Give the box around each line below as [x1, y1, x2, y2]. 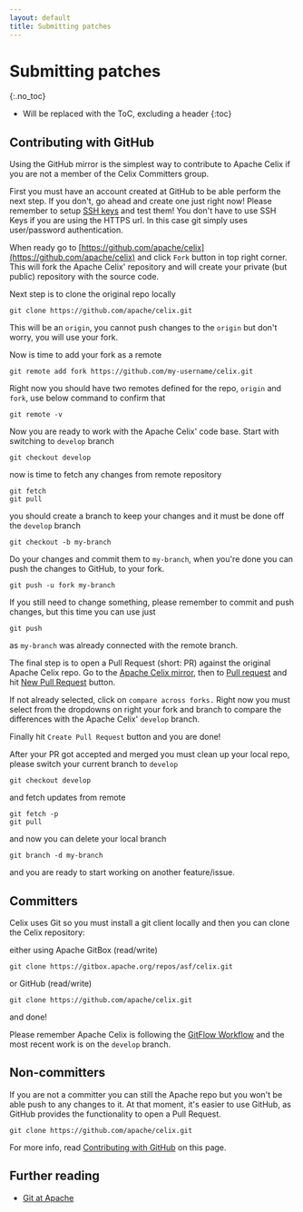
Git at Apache [22, 1192, 74, 1203]
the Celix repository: [9, 927, 85, 938]
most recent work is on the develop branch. [9, 1039, 171, 1049]
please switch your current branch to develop [9, 759, 179, 770]
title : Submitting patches [9, 22, 112, 31]
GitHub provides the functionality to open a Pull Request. [9, 1109, 222, 1119]
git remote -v [9, 410, 64, 419]
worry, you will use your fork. [9, 332, 119, 343]
